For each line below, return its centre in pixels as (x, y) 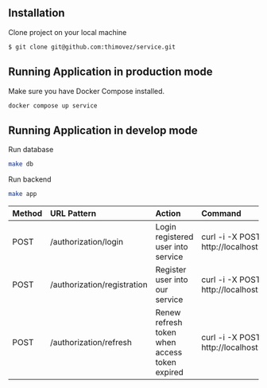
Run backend (30, 179)
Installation (37, 13)
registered (174, 237)
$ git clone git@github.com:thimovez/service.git (92, 47)
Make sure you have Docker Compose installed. (87, 91)
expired (170, 372)
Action (168, 213)
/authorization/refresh (91, 342)
